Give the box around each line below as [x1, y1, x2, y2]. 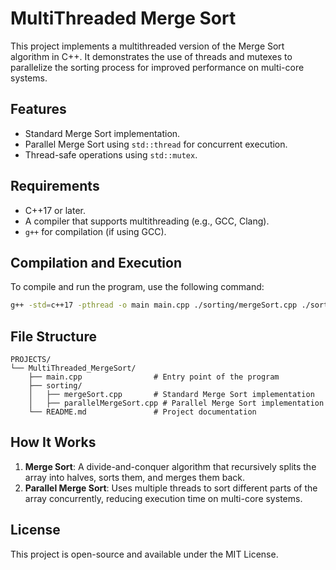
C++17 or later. [24, 204, 86, 216]
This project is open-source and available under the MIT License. [10, 548, 279, 560]
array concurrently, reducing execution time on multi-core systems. [24, 492, 303, 504]
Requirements [10, 178, 100, 195]
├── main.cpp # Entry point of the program [28, 372, 280, 382]
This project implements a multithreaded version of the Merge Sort [10, 40, 285, 52]
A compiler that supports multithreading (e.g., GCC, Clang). [24, 215, 270, 227]
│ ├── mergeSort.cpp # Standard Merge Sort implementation [28, 390, 315, 400]
